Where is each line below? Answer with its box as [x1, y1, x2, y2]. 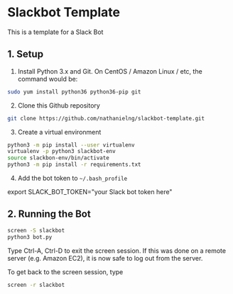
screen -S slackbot [7, 227, 65, 234]
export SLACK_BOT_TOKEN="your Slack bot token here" [7, 188, 173, 196]
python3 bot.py [7, 233, 53, 241]
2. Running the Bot [7, 208, 91, 220]
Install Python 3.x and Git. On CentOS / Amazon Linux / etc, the [17, 67, 202, 75]
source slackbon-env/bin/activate [7, 154, 110, 162]
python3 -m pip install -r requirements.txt [7, 161, 141, 169]
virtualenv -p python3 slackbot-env [7, 148, 116, 155]
